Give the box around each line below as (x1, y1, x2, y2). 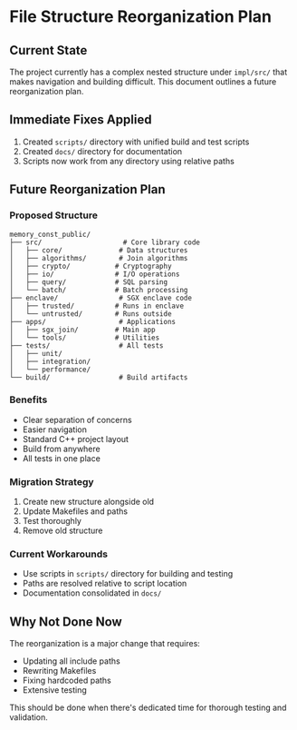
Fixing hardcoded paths (22, 675, 111, 686)
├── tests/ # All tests (9, 340, 165, 350)
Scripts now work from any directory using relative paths (22, 155, 235, 166)
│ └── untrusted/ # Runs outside (9, 309, 172, 319)
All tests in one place (22, 452, 101, 464)
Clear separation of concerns (22, 414, 133, 425)
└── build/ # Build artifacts (9, 372, 188, 382)
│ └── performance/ (9, 365, 91, 374)
